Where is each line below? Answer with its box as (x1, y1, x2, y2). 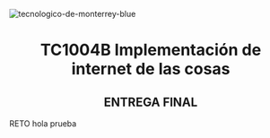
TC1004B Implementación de (39, 40, 262, 60)
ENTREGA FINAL (103, 94, 198, 109)
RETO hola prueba (9, 118, 77, 129)
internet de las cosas (71, 59, 231, 80)
